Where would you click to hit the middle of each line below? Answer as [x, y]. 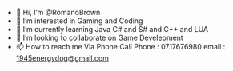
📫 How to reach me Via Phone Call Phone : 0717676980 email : [121, 47]
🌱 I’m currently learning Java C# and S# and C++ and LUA [112, 29]
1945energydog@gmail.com [62, 58]
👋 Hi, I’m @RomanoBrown [58, 12]
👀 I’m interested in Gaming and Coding [79, 21]
